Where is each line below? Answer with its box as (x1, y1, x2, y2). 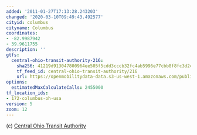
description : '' (6, 47, 46, 53)
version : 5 (6, 101, 33, 107)
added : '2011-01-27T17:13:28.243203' (6, 8, 98, 15)
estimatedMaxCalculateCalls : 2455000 (11, 85, 104, 91)
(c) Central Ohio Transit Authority (6, 122, 86, 129)
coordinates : (6, 30, 38, 36)
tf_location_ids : (6, 90, 49, 96)
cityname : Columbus (6, 25, 54, 31)
